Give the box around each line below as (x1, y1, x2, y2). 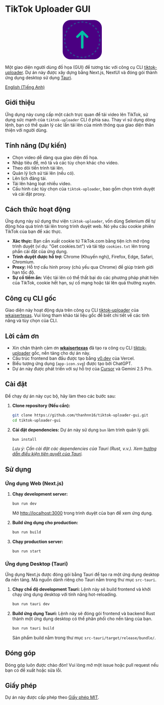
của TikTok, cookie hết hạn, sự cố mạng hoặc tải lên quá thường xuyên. (12, 280, 156, 286)
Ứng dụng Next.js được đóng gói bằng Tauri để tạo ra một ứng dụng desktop (5, 571, 160, 578)
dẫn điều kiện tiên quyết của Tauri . (12, 451, 83, 457)
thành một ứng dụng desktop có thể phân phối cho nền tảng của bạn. (12, 616, 153, 621)
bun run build (12, 530, 41, 535)
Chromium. (12, 259, 35, 265)
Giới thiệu (5, 98, 35, 107)
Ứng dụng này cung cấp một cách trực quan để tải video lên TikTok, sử (5, 112, 148, 117)
